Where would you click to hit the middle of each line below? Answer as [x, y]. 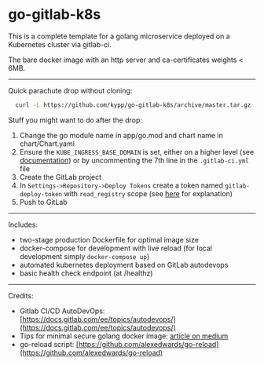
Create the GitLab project [60, 177]
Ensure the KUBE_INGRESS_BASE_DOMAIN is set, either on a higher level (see [137, 151]
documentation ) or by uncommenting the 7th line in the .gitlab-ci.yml [134, 160]
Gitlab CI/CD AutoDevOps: [62, 311]
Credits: [21, 295]
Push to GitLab [44, 202]
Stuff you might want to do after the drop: [75, 120]
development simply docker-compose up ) [84, 256]
